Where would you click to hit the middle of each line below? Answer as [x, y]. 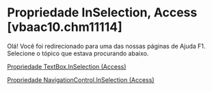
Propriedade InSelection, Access [102, 13]
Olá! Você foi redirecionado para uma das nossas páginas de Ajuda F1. [106, 46]
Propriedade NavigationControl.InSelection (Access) [81, 79]
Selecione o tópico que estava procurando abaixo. [78, 53]
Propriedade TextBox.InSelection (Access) [67, 66]
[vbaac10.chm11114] [65, 27]
